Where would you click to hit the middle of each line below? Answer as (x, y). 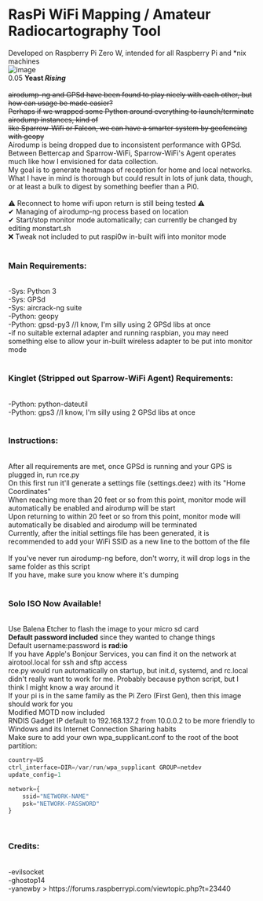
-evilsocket (26, 872)
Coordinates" (29, 491)
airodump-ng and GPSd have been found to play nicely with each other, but (130, 94)
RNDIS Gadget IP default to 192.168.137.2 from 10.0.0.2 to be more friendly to (131, 721)
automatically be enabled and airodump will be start (92, 507)
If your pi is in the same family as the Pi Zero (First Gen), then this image (125, 696)
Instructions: (33, 441)
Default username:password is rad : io (68, 646)
